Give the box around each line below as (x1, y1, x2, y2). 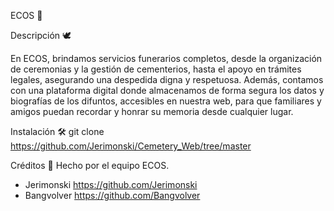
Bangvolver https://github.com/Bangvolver (24, 190, 201, 201)
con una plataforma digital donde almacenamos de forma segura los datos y (10, 85, 325, 96)
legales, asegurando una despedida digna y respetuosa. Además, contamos (10, 74, 324, 85)
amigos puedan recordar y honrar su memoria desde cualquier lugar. (10, 106, 294, 117)
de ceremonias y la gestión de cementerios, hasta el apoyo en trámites (10, 63, 302, 75)
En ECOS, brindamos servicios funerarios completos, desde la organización (10, 53, 323, 64)
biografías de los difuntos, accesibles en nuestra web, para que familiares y (10, 95, 322, 107)
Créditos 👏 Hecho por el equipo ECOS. (10, 160, 170, 171)
